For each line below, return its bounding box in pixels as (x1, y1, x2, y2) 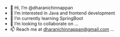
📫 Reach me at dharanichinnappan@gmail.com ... (10, 26, 114, 32)
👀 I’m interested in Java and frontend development (10, 10, 115, 16)
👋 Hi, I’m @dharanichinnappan (10, 5, 73, 10)
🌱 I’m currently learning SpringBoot (10, 15, 83, 21)
